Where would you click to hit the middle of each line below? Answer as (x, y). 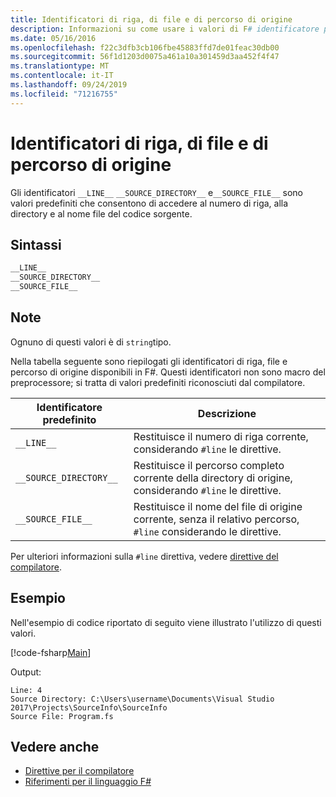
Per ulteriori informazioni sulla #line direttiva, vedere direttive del (144, 556)
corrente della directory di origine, (213, 478)
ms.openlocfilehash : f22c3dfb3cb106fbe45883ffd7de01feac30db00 (145, 47)
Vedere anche (55, 747)
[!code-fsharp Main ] (51, 652)
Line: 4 (26, 690)
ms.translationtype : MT (60, 66)
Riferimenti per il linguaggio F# (88, 782)
